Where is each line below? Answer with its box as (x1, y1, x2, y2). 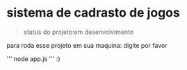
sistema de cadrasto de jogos (6, 5, 180, 21)
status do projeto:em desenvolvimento (23, 28, 134, 36)
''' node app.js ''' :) (6, 54, 60, 63)
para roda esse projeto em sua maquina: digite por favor (6, 41, 168, 49)
